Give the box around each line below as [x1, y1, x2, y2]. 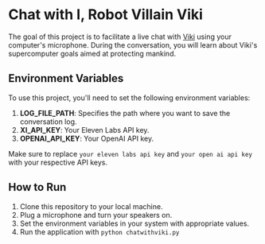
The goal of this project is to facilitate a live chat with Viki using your [8, 32, 232, 41]
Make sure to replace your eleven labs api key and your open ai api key [8, 149, 253, 158]
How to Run [8, 180, 67, 194]
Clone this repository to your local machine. [19, 201, 163, 211]
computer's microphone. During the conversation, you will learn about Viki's [8, 40, 258, 49]
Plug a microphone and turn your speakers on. [19, 210, 173, 219]
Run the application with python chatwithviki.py [19, 227, 180, 236]
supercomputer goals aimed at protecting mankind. [8, 48, 177, 58]
